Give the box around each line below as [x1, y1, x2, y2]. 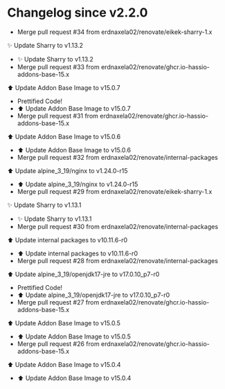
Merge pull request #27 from [17, 298, 100, 306]
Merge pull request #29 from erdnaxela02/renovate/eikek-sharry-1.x [17, 187, 213, 195]
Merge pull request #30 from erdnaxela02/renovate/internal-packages [17, 222, 219, 230]
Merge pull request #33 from [17, 62, 100, 71]
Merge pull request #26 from [17, 339, 100, 347]
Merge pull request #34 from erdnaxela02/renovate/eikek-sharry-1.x [17, 28, 213, 36]
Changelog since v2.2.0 [7, 5, 148, 21]
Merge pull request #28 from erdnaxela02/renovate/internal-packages [17, 256, 218, 264]
